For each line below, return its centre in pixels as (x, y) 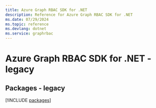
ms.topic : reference (27, 24)
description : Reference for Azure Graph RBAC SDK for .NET (69, 15)
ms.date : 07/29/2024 (27, 19)
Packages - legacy (35, 88)
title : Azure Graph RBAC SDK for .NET (46, 10)
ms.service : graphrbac (29, 33)
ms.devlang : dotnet (26, 29)
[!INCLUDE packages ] (28, 100)
